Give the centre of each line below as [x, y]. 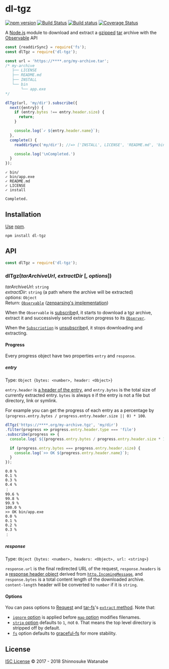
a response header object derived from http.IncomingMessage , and [74, 574]
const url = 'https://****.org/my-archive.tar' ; [57, 61]
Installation [23, 214]
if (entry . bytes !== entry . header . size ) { [59, 112]
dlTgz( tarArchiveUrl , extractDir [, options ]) [59, 275]
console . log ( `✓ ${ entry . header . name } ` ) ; [57, 131]
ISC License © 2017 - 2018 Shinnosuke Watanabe [57, 661]
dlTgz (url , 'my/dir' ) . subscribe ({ [41, 103]
